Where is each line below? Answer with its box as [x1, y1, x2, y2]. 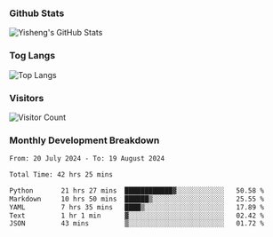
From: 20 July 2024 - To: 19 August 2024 [9, 154, 165, 163]
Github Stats [9, 7, 65, 20]
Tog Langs [9, 50, 56, 62]
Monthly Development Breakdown [9, 134, 160, 146]
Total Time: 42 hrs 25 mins [9, 170, 114, 179]
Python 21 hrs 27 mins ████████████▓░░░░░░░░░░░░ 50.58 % [9, 186, 265, 195]
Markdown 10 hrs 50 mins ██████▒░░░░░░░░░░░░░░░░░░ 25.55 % [9, 194, 265, 203]
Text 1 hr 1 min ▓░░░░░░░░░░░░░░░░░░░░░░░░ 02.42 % [9, 211, 265, 220]
